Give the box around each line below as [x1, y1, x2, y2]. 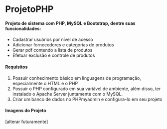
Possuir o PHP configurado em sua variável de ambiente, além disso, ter [12, 86, 161, 92]
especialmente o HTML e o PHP [12, 80, 78, 86]
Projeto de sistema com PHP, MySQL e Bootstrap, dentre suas [5, 20, 136, 26]
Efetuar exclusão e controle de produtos [12, 52, 95, 58]
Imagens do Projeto [5, 108, 46, 114]
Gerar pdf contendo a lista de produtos [12, 47, 93, 53]
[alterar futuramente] [5, 119, 48, 125]
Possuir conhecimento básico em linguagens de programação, [12, 75, 141, 81]
